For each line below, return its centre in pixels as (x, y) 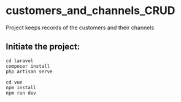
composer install (28, 66)
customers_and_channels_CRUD (90, 11)
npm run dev (21, 93)
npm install (21, 87)
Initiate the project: (43, 47)
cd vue (14, 82)
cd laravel (20, 61)
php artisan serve (29, 71)
